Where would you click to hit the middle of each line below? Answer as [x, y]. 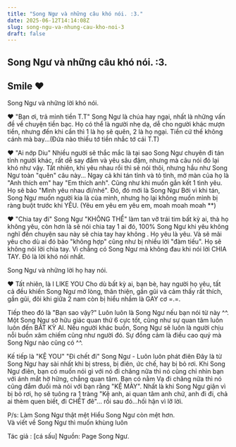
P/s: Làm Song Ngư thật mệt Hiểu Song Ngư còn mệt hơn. [91, 415]
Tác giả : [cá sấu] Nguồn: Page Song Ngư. [68, 436]
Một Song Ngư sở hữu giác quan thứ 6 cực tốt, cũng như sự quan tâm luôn [115, 320]
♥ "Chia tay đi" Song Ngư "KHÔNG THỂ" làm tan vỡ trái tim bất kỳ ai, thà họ [118, 219]
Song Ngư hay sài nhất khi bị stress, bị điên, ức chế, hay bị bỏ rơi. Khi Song [116, 364]
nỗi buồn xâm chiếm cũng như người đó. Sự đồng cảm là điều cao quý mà [114, 335]
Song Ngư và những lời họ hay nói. [57, 270]
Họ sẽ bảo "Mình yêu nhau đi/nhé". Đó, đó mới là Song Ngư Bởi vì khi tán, [114, 191]
